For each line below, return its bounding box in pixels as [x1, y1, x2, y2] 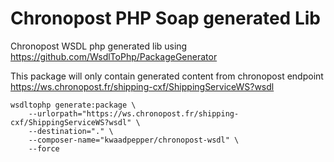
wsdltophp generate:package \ [10, 100, 137, 110]
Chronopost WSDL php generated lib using [10, 40, 188, 52]
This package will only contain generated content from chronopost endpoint [10, 70, 324, 82]
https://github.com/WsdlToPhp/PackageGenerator [10, 50, 218, 62]
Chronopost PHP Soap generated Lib [10, 7, 321, 30]
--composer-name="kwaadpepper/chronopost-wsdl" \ [28, 135, 240, 145]
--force [28, 143, 60, 154]
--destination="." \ [28, 126, 114, 136]
